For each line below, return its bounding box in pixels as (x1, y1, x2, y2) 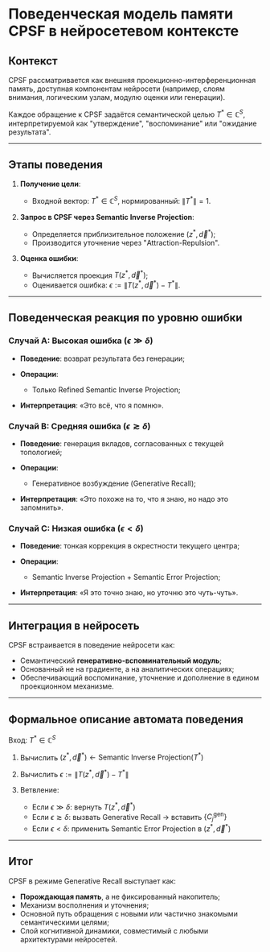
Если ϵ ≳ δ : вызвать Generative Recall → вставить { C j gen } (31, 810, 227, 824)
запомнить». (19, 503, 64, 512)
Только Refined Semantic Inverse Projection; (31, 384, 181, 395)
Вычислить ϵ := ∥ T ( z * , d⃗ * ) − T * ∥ (19, 768, 129, 779)
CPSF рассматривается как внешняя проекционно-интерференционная (8, 76, 256, 85)
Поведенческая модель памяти (8, 5, 234, 23)
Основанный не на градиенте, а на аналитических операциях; (19, 664, 235, 674)
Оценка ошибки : (19, 253, 79, 263)
